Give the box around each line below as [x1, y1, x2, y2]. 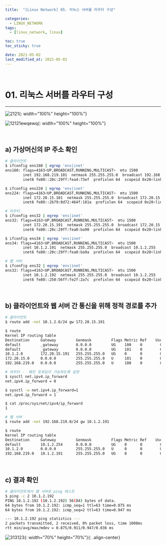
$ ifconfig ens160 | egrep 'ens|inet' [5, 164, 85, 168]
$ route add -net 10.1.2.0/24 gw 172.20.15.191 [5, 320, 105, 325]
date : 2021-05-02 [5, 52, 41, 57]
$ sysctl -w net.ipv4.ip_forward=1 [5, 387, 79, 393]
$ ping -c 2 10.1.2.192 [5, 494, 54, 499]
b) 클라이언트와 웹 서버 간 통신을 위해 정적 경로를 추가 [5, 301, 157, 310]
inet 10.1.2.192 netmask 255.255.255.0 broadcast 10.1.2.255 [23, 272, 156, 277]
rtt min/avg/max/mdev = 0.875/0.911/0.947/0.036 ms [5, 526, 114, 531]
